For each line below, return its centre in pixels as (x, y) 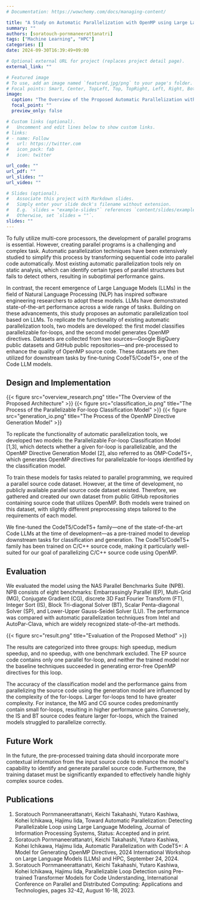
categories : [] (25, 45)
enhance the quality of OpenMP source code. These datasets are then (92, 351)
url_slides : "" (25, 177)
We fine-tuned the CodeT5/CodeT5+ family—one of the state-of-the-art (94, 527)
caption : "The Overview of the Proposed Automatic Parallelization (97, 100)
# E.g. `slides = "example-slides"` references (69, 210)
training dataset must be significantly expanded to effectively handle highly (98, 774)
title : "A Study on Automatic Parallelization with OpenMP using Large (97, 22)
